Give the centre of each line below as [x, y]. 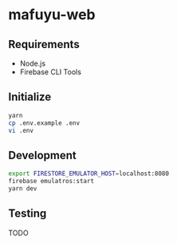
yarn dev [23, 189]
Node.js [33, 63]
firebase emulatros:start [51, 182]
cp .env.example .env [44, 123]
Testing [28, 214]
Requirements [44, 44]
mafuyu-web [52, 15]
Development [43, 155]
